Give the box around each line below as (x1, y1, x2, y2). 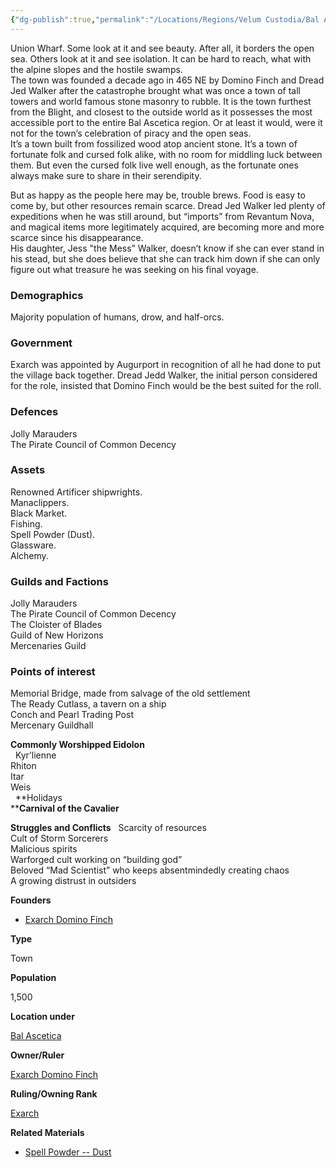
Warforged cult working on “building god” (10, 854, 183, 866)
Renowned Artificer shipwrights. (10, 486, 143, 498)
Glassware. (10, 539, 57, 551)
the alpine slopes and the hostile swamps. (10, 63, 183, 75)
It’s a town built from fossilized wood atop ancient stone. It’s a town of (10, 137, 298, 150)
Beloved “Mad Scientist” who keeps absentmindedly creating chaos (10, 864, 290, 876)
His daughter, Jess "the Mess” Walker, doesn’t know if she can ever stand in (10, 242, 325, 254)
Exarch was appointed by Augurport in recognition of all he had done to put (10, 359, 322, 371)
